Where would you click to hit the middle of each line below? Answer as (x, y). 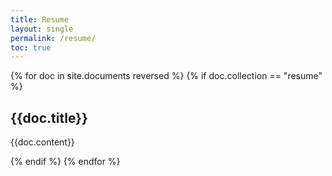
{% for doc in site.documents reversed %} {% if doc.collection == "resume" (166, 76)
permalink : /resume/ (53, 38)
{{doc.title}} (49, 117)
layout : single (42, 29)
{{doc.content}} (42, 142)
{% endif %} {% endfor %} (65, 162)
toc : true (31, 47)
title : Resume (40, 19)
